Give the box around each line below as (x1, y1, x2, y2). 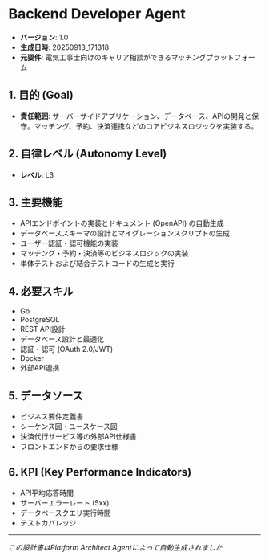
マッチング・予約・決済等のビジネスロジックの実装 (19, 248, 189, 258)
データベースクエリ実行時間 (19, 508, 112, 517)
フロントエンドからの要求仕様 (19, 442, 118, 451)
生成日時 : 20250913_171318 (19, 42, 110, 52)
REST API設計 (19, 325, 66, 334)
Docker (19, 354, 45, 363)
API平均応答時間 (19, 488, 74, 497)
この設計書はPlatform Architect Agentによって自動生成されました (8, 542, 223, 552)
